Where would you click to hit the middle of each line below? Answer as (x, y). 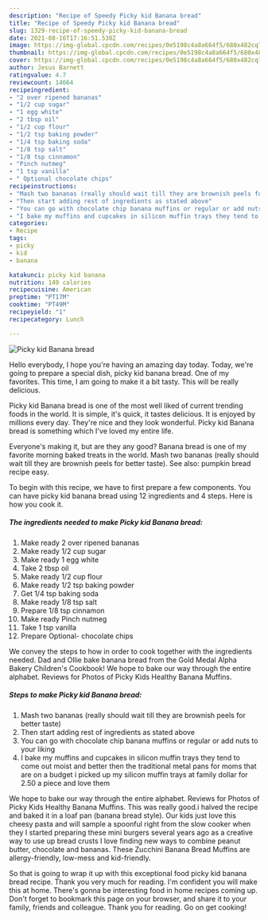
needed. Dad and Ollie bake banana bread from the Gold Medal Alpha (123, 660)
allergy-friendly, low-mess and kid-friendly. (80, 858)
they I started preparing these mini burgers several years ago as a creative (131, 832)
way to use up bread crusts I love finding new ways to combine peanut (125, 841)
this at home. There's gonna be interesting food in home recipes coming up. (133, 890)
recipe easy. (29, 472)
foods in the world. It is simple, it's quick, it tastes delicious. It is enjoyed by (132, 414)
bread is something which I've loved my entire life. (91, 431)
